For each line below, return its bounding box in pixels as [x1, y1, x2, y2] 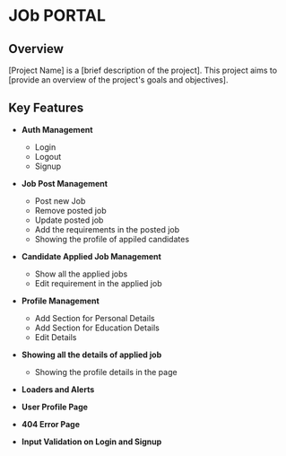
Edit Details [34, 331, 77, 342]
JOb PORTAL [8, 5, 107, 26]
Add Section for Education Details [34, 322, 160, 333]
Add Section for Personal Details [34, 312, 155, 323]
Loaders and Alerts [21, 383, 95, 395]
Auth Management [21, 124, 93, 135]
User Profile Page [21, 401, 89, 412]
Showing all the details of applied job [21, 349, 162, 360]
